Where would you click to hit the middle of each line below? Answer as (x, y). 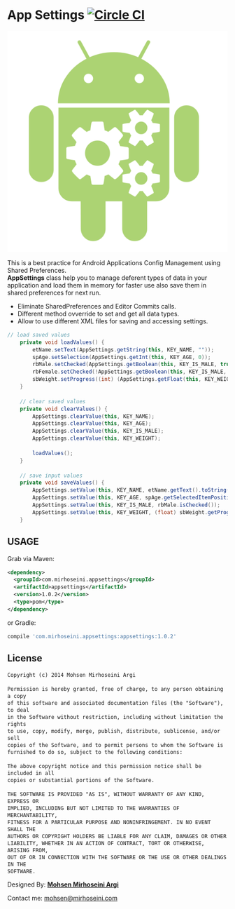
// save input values (51, 476)
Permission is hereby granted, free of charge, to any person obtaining (115, 689)
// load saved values (39, 335)
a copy (17, 696)
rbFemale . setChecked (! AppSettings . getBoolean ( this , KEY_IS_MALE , (130, 372)
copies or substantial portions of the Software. (81, 781)
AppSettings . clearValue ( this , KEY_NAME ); (94, 416)
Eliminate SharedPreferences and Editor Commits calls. (97, 306)
